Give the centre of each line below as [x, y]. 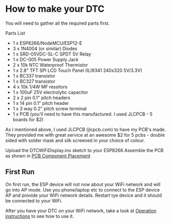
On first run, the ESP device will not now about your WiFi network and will [83, 184]
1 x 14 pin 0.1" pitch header [41, 103]
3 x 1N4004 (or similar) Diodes [45, 48]
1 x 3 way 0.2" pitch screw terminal [50, 108]
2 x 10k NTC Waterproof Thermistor [50, 65]
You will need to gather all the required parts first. [58, 23]
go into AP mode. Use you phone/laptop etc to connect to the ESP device [83, 190]
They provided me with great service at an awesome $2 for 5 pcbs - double [85, 135]
